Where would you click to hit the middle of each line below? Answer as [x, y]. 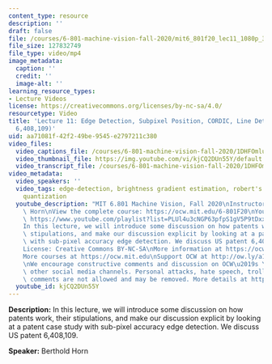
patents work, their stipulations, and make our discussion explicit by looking [135, 318]
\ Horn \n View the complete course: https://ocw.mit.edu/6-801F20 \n [139, 211]
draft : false [30, 31]
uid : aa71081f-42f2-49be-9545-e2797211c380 [83, 136]
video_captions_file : [52, 151]
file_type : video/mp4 [45, 53]
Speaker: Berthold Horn [49, 351]
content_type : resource [49, 16]
